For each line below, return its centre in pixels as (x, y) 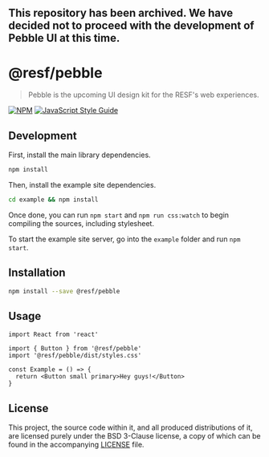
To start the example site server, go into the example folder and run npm (124, 239)
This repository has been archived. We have (121, 13)
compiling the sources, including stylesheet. (82, 223)
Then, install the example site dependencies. (82, 185)
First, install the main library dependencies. (79, 155)
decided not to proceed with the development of (131, 26)
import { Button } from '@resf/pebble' (75, 349)
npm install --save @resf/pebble (64, 291)
